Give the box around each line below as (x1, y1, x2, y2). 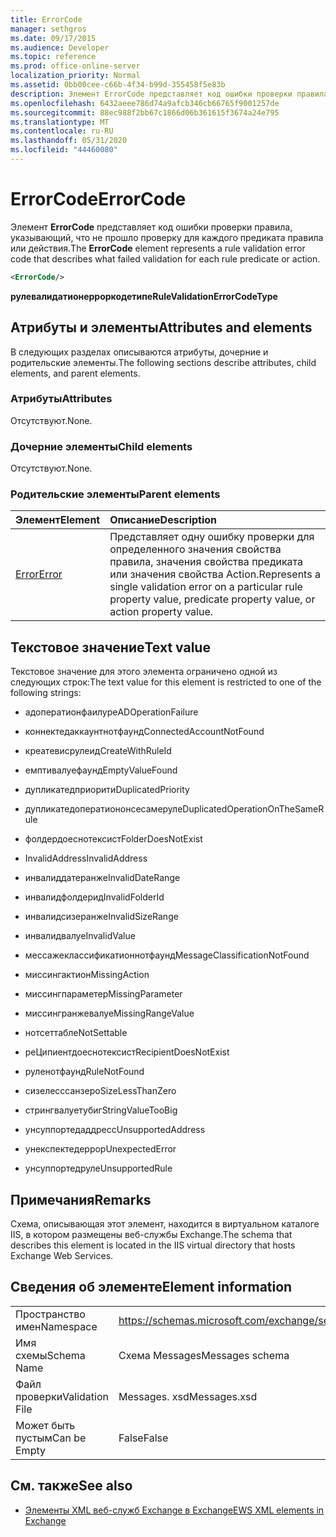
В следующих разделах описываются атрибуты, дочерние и (10, 346, 269, 358)
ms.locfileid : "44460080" (10, 145, 118, 155)
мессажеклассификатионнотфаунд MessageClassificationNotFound (24, 949, 310, 961)
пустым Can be (15, 1431, 87, 1445)
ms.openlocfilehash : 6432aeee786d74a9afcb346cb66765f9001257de (10, 98, 280, 108)
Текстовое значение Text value (10, 639, 211, 656)
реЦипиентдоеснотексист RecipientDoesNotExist (24, 1046, 230, 1058)
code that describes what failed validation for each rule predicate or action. (10, 252, 321, 265)
